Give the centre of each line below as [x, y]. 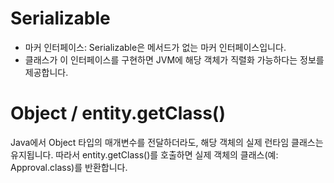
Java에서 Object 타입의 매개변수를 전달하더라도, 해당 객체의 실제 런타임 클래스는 [167, 142]
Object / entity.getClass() [118, 113]
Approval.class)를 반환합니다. [69, 167]
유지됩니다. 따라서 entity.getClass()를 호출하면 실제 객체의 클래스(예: [144, 154]
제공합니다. [46, 72]
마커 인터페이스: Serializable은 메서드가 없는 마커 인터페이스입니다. [155, 47]
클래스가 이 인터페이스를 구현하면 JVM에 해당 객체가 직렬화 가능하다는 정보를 [174, 59]
